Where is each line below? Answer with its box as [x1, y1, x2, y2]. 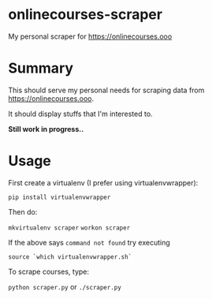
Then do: [8, 207, 38, 216]
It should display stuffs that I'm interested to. [8, 109, 153, 118]
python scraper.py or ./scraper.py [8, 282, 122, 291]
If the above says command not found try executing [8, 237, 171, 247]
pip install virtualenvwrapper [8, 193, 111, 201]
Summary [8, 59, 73, 77]
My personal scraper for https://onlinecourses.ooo [8, 32, 173, 41]
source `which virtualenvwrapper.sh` [8, 252, 132, 261]
